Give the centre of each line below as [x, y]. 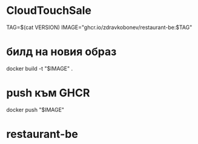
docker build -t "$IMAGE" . [40, 68]
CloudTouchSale [49, 11]
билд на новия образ [61, 52]
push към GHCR [48, 93]
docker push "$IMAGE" [35, 110]
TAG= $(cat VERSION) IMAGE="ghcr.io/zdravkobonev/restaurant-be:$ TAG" [99, 27]
